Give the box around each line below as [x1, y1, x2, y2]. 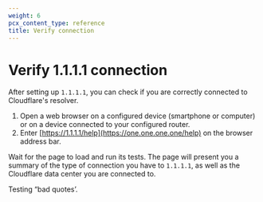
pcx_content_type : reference [8, 19, 105, 27]
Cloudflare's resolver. [8, 96, 79, 105]
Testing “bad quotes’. [8, 184, 78, 194]
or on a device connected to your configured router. [19, 120, 190, 129]
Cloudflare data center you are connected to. [8, 169, 156, 179]
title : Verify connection [8, 26, 94, 34]
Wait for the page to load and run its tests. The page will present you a [8, 152, 239, 162]
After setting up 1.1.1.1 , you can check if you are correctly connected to [8, 87, 249, 97]
